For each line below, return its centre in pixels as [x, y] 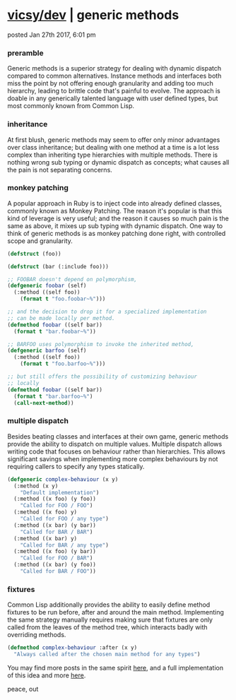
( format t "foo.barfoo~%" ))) [63, 364]
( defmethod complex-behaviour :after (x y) [72, 648]
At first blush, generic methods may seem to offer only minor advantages [114, 140]
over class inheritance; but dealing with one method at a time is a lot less [113, 147]
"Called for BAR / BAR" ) [57, 532]
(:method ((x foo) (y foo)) [55, 499]
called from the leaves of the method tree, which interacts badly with [107, 627]
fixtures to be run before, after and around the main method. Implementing [116, 612]
